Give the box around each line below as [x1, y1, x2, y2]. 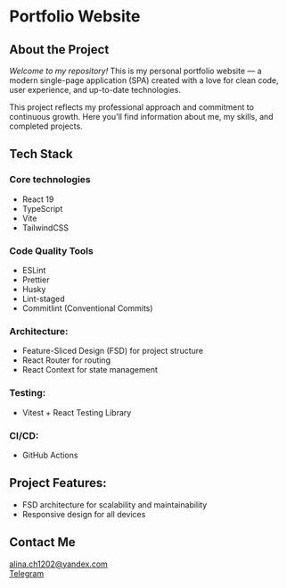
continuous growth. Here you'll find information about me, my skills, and [9, 112, 274, 122]
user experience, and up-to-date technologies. [9, 85, 181, 95]
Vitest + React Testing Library [21, 407, 132, 417]
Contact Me [9, 534, 76, 550]
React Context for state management [21, 365, 158, 375]
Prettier [21, 274, 50, 285]
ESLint [21, 265, 46, 275]
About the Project [9, 42, 110, 57]
